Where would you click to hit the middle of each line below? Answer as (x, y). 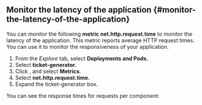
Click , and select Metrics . (48, 71)
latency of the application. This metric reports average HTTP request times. (101, 40)
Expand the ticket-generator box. (56, 84)
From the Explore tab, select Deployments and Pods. (82, 58)
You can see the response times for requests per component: (83, 95)
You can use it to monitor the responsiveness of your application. (87, 46)
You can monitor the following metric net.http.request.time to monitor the (99, 34)
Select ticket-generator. (46, 65)
